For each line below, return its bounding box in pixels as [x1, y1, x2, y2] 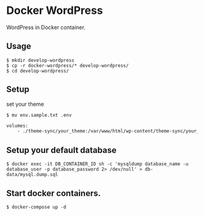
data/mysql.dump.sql [6, 172, 59, 178]
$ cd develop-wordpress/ [6, 68, 69, 74]
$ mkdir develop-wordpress [6, 57, 75, 64]
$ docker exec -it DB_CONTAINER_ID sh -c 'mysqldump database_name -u [6, 161, 189, 167]
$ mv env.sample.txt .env [6, 112, 72, 118]
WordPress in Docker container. [6, 24, 86, 31]
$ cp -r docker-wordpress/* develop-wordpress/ [6, 62, 129, 68]
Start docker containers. [6, 188, 101, 198]
